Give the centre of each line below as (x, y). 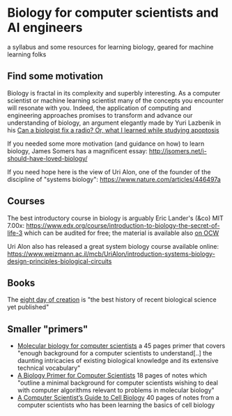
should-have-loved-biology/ (48, 158)
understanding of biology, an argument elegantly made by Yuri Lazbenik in (114, 123)
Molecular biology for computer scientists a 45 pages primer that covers (121, 346)
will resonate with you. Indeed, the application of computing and (99, 108)
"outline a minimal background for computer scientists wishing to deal (117, 383)
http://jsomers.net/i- (178, 151)
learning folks (27, 54)
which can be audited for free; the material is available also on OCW (122, 233)
